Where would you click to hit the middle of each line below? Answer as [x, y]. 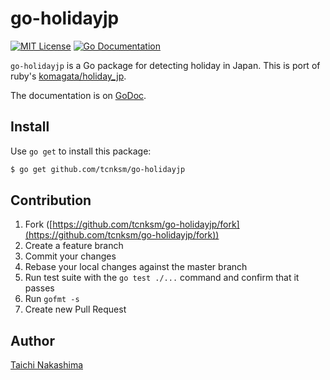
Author [32, 340]
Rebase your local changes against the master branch [136, 267]
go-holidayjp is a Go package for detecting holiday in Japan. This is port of [165, 65]
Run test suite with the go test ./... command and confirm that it [162, 278]
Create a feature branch [74, 246]
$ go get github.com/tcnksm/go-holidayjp [98, 169]
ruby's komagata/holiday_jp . [68, 76]
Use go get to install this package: [81, 151]
